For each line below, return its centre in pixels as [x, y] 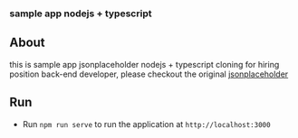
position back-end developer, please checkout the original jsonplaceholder [149, 74]
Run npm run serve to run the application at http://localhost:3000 [146, 124]
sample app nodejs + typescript [81, 14]
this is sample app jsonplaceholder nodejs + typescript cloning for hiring [144, 64]
